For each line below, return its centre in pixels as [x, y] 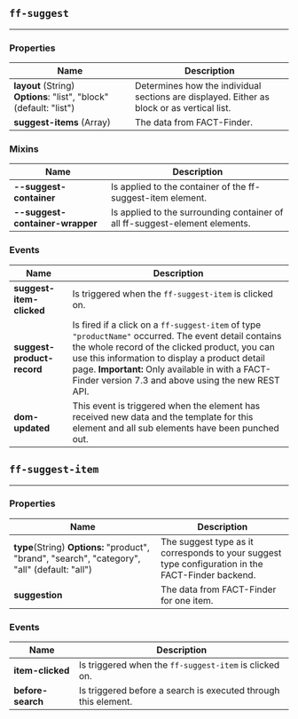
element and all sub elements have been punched [176, 428]
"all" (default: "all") [53, 569]
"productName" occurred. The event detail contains [177, 336]
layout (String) [44, 86]
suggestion [38, 595]
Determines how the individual [198, 86]
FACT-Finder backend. [208, 574]
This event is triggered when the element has [166, 406]
